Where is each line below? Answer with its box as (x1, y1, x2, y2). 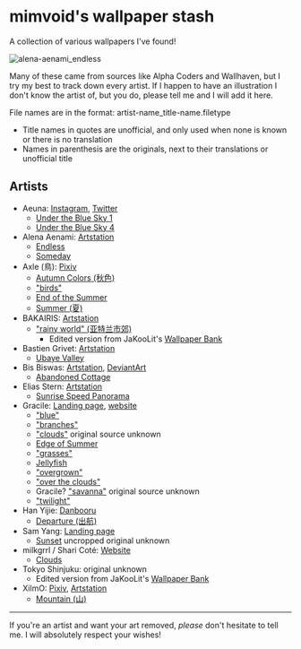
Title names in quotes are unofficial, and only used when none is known (21, 124, 288, 135)
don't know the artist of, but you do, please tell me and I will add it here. (9, 90, 273, 100)
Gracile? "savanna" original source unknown (35, 486, 200, 497)
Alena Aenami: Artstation (21, 231, 115, 242)
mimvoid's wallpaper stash (9, 6, 215, 27)
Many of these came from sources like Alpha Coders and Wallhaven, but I (9, 70, 280, 82)
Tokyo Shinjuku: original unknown (21, 563, 148, 575)
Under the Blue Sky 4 (35, 221, 115, 232)
